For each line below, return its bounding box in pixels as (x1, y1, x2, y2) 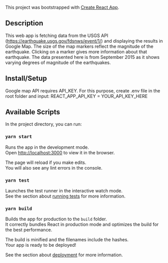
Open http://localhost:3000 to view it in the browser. (5, 149, 115, 155)
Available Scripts (5, 108, 60, 116)
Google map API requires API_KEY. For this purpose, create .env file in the (5, 87, 160, 93)
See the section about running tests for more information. (5, 193, 126, 200)
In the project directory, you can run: (5, 121, 82, 127)
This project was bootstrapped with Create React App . (5, 5, 120, 10)
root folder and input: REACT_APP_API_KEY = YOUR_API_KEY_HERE (5, 93, 148, 99)
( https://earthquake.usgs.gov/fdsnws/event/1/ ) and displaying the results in (5, 38, 163, 44)
